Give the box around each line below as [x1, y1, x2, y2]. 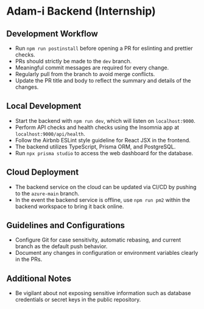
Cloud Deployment [6, 167, 79, 178]
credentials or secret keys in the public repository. [15, 296, 141, 304]
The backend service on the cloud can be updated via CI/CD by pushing [15, 183, 197, 190]
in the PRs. [15, 255, 43, 263]
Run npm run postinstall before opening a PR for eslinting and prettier [15, 44, 193, 52]
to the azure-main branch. [15, 190, 80, 197]
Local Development [6, 101, 82, 111]
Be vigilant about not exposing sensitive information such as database [15, 290, 191, 297]
